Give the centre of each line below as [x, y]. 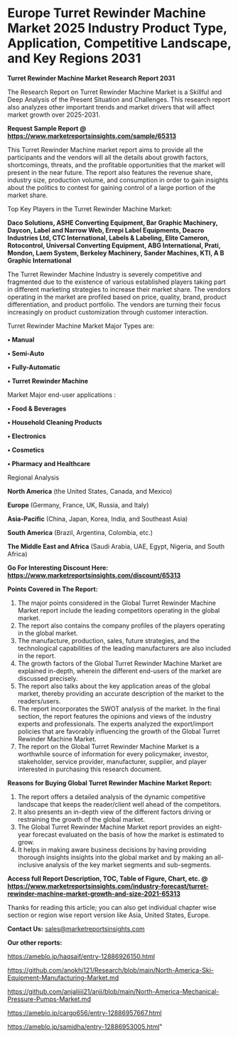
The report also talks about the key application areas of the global [114, 686]
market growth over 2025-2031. [54, 115]
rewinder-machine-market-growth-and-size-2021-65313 [94, 894]
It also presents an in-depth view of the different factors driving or [114, 812]
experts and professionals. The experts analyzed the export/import [115, 724]
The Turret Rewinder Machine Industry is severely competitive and [105, 274]
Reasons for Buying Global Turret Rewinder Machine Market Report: [110, 783]
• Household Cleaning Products [55, 422]
